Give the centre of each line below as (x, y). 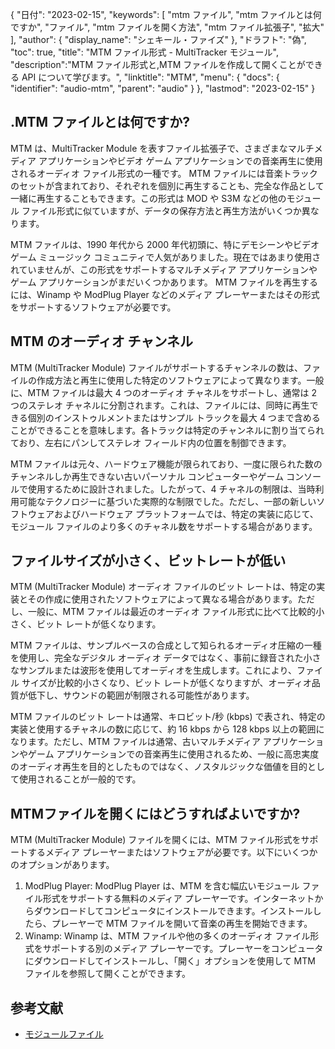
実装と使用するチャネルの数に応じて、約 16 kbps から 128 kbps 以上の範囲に (167, 729)
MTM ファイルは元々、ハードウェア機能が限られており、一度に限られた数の (166, 464)
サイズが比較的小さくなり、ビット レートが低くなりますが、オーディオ (166, 683)
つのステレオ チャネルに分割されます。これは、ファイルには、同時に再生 (160, 405)
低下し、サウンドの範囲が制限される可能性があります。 (141, 695)
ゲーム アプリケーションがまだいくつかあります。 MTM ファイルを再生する (164, 282)
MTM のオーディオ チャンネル (101, 341)
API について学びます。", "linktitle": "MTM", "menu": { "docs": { (150, 77)
